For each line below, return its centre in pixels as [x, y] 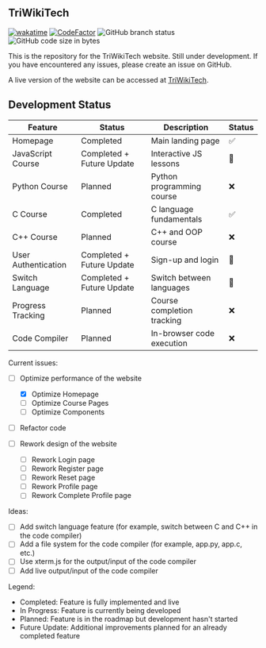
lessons [165, 164]
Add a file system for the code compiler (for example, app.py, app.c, [131, 544]
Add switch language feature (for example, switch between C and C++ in [139, 526]
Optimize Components [68, 411]
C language [172, 209]
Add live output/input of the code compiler [89, 570]
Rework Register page [68, 469]
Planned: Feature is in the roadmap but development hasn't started [129, 619]
